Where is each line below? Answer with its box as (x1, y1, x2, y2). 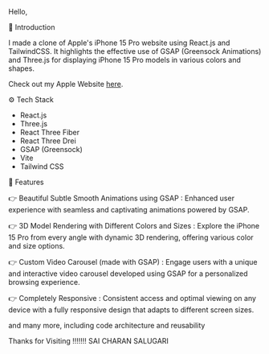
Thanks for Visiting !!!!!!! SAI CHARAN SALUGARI (8, 336, 169, 345)
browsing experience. (8, 278, 80, 286)
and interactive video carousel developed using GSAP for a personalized (8, 269, 248, 278)
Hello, (8, 7, 28, 16)
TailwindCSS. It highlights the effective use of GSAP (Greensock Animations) (8, 47, 262, 56)
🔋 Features (8, 177, 44, 187)
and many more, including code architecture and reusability (8, 321, 206, 330)
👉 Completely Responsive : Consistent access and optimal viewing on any (8, 294, 257, 303)
